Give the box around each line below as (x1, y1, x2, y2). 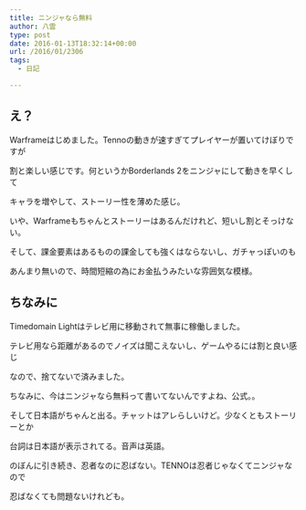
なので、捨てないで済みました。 (9, 370, 130, 381)
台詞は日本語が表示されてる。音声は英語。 (9, 440, 170, 452)
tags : (9, 56, 30, 65)
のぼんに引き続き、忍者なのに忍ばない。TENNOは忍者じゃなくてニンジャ (9, 460, 285, 471)
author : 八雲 (9, 22, 57, 31)
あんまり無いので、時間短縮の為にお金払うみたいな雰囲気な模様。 (9, 265, 258, 276)
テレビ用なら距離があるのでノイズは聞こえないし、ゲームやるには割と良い (9, 339, 290, 351)
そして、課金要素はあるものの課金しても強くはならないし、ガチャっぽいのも (9, 245, 297, 256)
